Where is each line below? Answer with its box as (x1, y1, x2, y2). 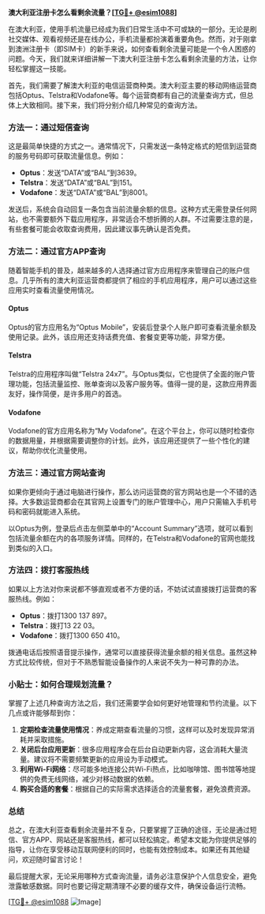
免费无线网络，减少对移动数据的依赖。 (33, 774, 159, 784)
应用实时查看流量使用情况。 (8, 285, 99, 294)
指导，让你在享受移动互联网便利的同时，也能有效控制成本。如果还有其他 (8, 845, 243, 855)
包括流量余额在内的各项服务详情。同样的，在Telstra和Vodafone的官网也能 (8, 533, 248, 543)
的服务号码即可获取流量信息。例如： (8, 152, 126, 161)
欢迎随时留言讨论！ (21, 855, 84, 864)
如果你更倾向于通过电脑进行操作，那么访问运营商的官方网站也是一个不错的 (8, 487, 250, 496)
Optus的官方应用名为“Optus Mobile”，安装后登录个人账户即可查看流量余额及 (8, 322, 257, 332)
